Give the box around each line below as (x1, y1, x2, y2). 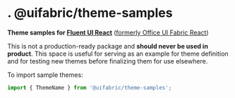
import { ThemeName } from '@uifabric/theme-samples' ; (7, 84, 172, 91)
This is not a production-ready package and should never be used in (7, 42, 208, 50)
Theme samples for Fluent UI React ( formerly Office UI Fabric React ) (7, 28, 210, 37)
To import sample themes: (7, 71, 83, 79)
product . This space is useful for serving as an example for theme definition (7, 49, 229, 58)
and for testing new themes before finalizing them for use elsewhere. (7, 56, 208, 65)
